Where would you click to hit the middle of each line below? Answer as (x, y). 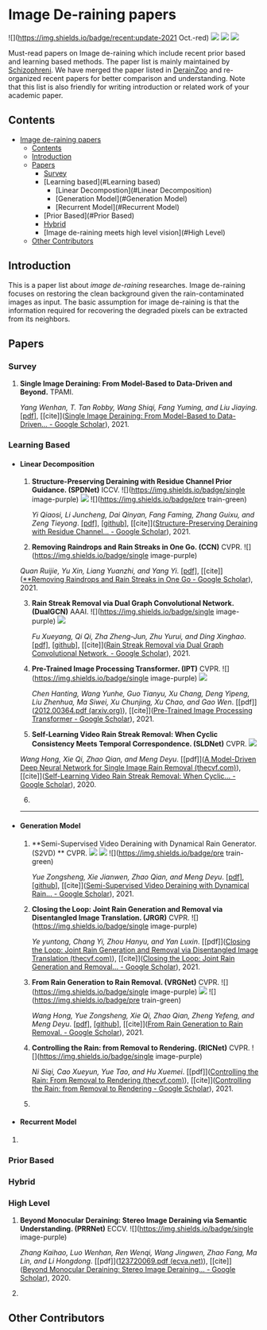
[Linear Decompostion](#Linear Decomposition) (133, 190)
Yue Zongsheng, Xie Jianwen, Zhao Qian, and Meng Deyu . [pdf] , (138, 877)
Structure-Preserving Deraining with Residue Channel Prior (132, 482)
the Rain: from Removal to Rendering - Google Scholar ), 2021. (133, 1088)
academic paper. (36, 95)
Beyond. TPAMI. (46, 392)
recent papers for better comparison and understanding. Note (144, 78)
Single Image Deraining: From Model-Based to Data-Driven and (126, 384)
